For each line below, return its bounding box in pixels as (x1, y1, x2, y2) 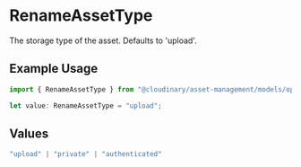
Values (9, 126, 49, 141)
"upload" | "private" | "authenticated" (9, 150, 163, 159)
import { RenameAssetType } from (9, 84, 134, 94)
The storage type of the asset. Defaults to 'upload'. (9, 35, 197, 46)
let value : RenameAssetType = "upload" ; (9, 101, 163, 110)
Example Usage (9, 61, 99, 76)
